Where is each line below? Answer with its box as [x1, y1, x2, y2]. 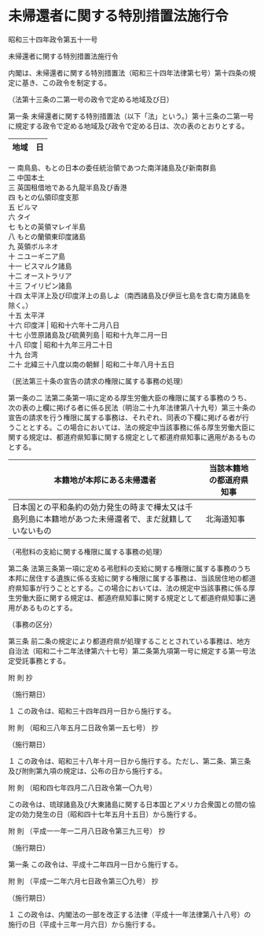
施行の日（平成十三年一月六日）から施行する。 [8, 919, 159, 929]
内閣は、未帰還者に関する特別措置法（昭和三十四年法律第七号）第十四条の [8, 68, 249, 77]
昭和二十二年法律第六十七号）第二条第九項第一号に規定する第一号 [35, 646, 249, 655]
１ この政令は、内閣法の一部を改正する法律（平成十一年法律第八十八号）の [8, 909, 251, 919]
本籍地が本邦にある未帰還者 [53, 474, 157, 485]
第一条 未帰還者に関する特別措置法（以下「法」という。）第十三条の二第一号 [8, 111, 255, 120]
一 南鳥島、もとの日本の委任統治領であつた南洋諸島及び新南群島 [8, 163, 217, 172]
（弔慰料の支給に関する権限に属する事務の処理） [8, 547, 167, 556]
